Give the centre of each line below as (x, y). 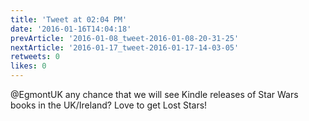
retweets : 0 (35, 57)
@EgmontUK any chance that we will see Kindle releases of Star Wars (154, 94)
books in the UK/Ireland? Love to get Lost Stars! (109, 105)
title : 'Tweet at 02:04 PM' (69, 19)
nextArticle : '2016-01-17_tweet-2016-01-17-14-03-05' (125, 47)
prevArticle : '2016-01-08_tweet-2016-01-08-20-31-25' (125, 38)
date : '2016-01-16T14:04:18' (71, 29)
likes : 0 (28, 66)
